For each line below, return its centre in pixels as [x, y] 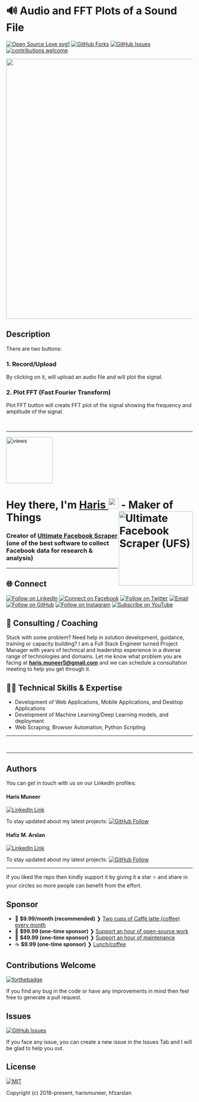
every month [30, 925]
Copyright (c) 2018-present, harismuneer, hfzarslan [69, 1092]
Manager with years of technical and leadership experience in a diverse [94, 650]
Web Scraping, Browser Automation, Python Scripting [80, 728]
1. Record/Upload [31, 364]
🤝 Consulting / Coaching [52, 623]
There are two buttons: [34, 348]
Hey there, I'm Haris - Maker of [90, 505]
